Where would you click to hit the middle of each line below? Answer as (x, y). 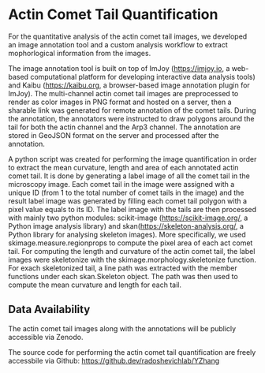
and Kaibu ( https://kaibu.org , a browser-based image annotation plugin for (129, 85)
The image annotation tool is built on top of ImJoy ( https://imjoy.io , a (119, 68)
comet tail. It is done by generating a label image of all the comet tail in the (129, 176)
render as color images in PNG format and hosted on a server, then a (120, 102)
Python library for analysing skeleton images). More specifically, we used (127, 234)
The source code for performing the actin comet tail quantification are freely (132, 352)
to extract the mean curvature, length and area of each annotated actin (123, 167)
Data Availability (49, 310)
